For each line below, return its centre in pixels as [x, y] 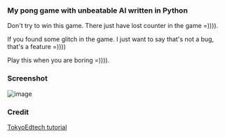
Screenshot [27, 78]
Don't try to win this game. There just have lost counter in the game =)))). [113, 26]
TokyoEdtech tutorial [37, 127]
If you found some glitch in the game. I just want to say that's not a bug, [111, 39]
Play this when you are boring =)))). [59, 60]
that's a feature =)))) [37, 47]
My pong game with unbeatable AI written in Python [97, 11]
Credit [18, 112]
